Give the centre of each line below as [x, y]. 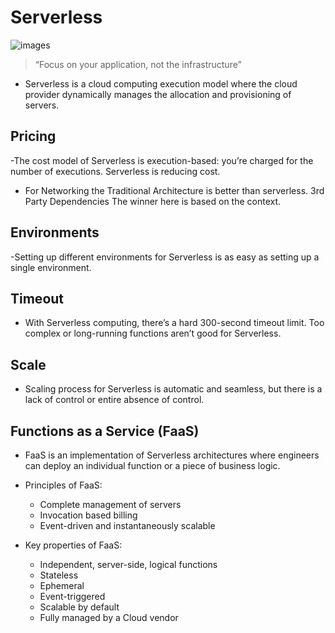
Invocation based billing [88, 515]
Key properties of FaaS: [73, 545]
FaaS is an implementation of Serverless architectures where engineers [172, 455]
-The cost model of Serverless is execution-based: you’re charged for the [162, 160]
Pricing [33, 136]
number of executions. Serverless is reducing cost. [115, 171]
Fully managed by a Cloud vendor [109, 617]
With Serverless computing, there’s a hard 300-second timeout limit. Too [174, 323]
